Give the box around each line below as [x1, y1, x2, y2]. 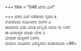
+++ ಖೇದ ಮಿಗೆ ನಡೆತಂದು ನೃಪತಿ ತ [5, 14, 57, 19]
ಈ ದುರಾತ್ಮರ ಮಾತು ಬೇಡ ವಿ [5, 30, 45, 35]
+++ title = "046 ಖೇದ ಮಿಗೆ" [5, 4, 55, 10]
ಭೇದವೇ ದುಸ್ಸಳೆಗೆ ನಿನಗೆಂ [5, 35, 40, 41]
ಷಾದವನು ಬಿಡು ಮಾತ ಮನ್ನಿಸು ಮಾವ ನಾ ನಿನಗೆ [5, 24, 70, 30]
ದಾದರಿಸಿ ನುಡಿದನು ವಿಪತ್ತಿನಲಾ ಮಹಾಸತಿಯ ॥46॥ [5, 41, 77, 46]
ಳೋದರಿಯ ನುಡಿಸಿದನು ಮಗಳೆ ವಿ [5, 19, 52, 24]
